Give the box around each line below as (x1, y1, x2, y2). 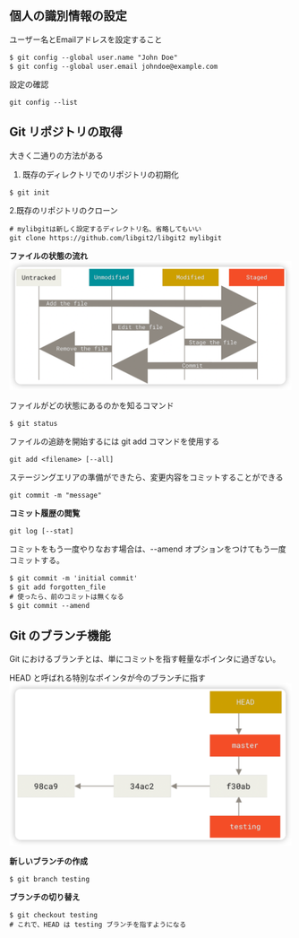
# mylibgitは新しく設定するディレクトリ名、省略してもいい (9, 224, 202, 233)
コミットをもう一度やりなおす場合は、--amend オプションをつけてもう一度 (9, 543, 286, 554)
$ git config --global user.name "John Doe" (9, 53, 178, 62)
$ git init (9, 187, 50, 197)
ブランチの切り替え (9, 891, 81, 902)
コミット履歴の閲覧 (9, 508, 81, 518)
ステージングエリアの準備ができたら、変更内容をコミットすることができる (9, 472, 284, 482)
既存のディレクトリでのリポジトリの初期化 (21, 169, 179, 179)
